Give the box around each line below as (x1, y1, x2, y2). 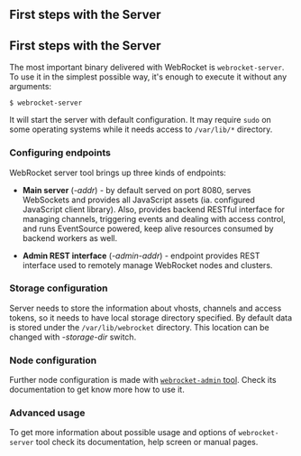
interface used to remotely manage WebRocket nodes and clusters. (22, 259, 273, 270)
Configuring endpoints (9, 146, 111, 159)
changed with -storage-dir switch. (9, 331, 137, 342)
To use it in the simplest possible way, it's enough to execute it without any (9, 71, 287, 82)
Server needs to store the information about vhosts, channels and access (9, 302, 282, 313)
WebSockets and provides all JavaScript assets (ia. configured (22, 194, 255, 205)
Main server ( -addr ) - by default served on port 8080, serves (22, 184, 251, 195)
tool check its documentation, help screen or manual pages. (35, 437, 259, 448)
